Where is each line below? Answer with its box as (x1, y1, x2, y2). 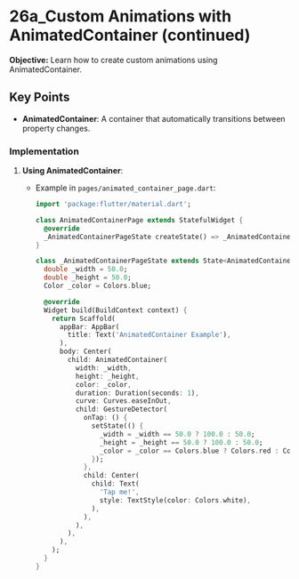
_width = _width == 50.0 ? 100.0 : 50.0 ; (99, 430, 255, 438)
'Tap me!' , (99, 487, 140, 497)
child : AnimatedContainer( (67, 356, 167, 365)
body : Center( (59, 347, 112, 357)
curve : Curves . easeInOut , (75, 397, 172, 406)
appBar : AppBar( (59, 322, 120, 331)
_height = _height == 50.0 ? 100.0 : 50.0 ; (99, 438, 263, 446)
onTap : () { (83, 414, 128, 422)
